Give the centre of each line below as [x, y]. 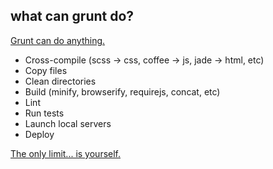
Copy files [46, 70]
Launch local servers [68, 123]
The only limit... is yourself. [66, 153]
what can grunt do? [72, 16]
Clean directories [60, 81]
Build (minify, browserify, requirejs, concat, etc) [122, 91]
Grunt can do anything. [58, 40]
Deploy [39, 134]
